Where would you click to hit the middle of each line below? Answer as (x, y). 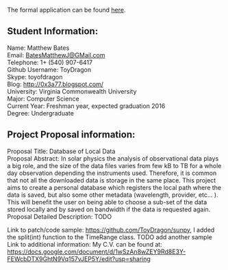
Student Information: (53, 31)
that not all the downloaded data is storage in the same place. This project (112, 180)
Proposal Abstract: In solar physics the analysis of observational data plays (113, 158)
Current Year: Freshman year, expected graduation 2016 (86, 106)
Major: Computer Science (43, 98)
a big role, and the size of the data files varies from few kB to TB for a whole (114, 165)
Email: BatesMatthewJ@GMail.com (56, 55)
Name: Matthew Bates (38, 48)
